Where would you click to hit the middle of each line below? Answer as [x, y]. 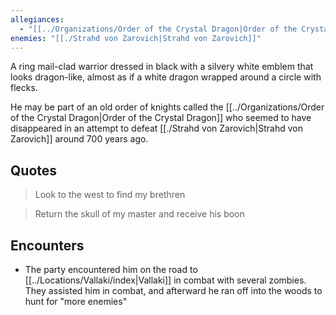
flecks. [24, 88]
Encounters [47, 245]
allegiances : [37, 19]
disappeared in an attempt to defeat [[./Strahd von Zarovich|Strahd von [156, 128]
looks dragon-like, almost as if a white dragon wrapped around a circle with [166, 77]
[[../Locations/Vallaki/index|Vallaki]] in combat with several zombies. [165, 280]
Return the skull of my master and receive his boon [139, 214]
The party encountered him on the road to [111, 269]
